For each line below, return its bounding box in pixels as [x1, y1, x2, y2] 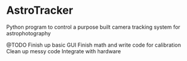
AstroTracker [6, 4, 74, 17]
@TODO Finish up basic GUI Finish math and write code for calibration [6, 41, 181, 48]
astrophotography [6, 29, 51, 36]
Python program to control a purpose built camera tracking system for [6, 23, 181, 30]
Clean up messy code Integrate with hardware [6, 47, 121, 54]
